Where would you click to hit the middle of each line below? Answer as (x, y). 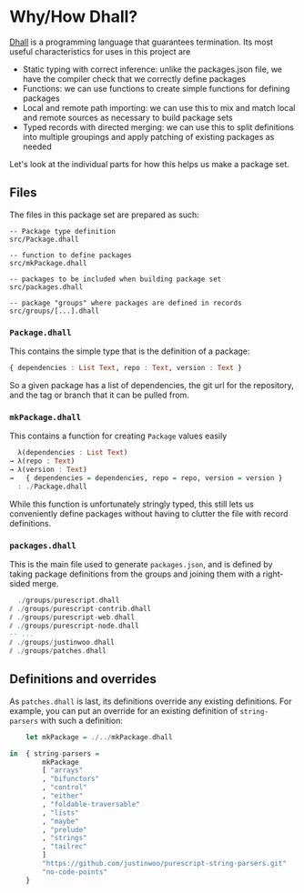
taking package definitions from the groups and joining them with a (135, 574)
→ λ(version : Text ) (49, 469)
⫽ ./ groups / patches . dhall (58, 651)
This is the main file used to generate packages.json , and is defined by (141, 564)
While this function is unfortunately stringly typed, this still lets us (132, 504)
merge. (46, 583)
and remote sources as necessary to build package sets (128, 117)
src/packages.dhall (46, 287)
